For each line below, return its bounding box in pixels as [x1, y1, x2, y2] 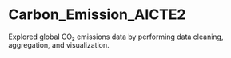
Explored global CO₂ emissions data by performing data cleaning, [8, 32, 224, 41]
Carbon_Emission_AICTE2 [8, 6, 186, 24]
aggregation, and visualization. [8, 40, 110, 49]
